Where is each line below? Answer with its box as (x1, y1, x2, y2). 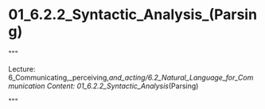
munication (8, 81, 45, 91)
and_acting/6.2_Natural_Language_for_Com (108, 72, 254, 82)
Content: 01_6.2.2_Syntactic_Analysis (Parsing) (46, 81, 199, 91)
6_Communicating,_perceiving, (8, 72, 110, 82)
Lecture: (8, 64, 36, 73)
